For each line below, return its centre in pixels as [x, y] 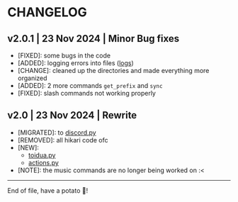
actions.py [43, 162]
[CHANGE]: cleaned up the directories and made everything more [113, 71]
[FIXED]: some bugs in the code [64, 55]
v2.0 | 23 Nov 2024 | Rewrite [72, 115]
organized [32, 78]
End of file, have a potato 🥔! [48, 190]
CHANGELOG [47, 12]
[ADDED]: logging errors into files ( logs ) [76, 63]
